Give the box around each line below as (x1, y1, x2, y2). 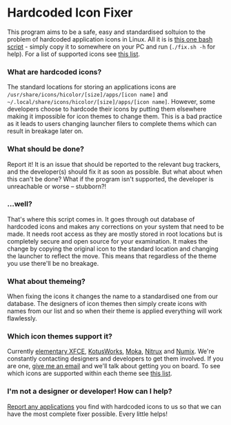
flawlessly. (7, 314, 37, 323)
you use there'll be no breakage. (7, 259, 99, 267)
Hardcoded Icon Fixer (7, 5, 133, 21)
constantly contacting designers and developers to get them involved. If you (7, 354, 224, 363)
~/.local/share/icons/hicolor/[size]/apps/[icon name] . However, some (7, 98, 216, 106)
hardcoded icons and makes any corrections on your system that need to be (7, 222, 224, 230)
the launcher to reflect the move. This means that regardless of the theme (7, 251, 217, 260)
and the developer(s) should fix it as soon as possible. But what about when (7, 168, 223, 176)
